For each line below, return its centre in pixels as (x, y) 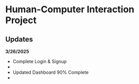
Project (21, 20)
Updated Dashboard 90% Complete (51, 72)
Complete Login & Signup (39, 61)
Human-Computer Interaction (70, 9)
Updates (19, 39)
